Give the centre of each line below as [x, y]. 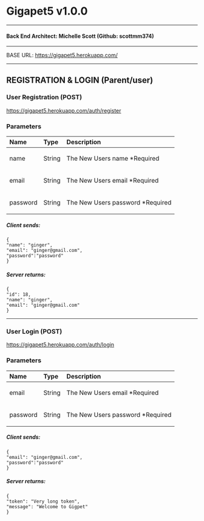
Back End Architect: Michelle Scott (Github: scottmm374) [80, 36]
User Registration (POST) [44, 97]
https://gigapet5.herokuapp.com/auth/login [60, 344]
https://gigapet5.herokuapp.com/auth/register [64, 110]
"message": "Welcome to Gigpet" [47, 506]
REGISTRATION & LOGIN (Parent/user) [80, 80]
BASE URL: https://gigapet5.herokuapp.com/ [62, 55]
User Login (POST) [34, 331]
